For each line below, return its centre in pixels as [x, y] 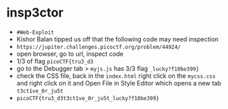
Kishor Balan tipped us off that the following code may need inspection [117, 39]
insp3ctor [35, 13]
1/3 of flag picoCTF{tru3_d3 [55, 61]
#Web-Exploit [35, 32]
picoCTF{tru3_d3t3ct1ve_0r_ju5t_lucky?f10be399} [88, 98]
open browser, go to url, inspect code [70, 54]
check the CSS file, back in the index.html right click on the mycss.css [116, 76]
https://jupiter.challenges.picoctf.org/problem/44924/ [98, 47]
